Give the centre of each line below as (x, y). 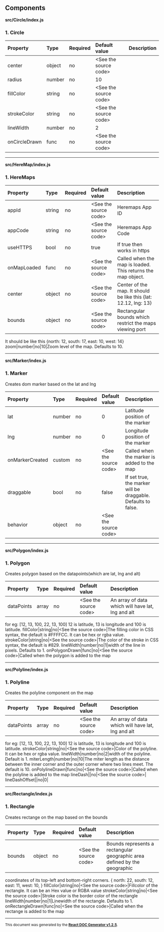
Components (25, 8)
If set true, (137, 477)
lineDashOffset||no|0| (27, 780)
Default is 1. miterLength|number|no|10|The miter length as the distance (77, 759)
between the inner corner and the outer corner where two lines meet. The (79, 764)
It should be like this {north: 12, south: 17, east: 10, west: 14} (65, 341)
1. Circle (15, 32)
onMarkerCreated (28, 460)
